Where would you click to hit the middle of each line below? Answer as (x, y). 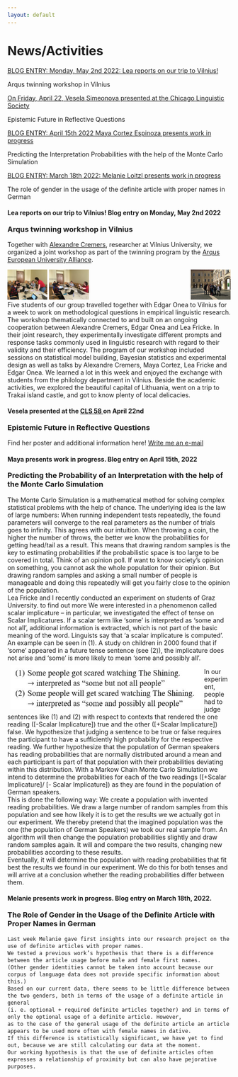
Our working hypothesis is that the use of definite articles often (110, 1053)
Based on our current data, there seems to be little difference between (119, 989)
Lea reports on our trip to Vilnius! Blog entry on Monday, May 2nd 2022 (114, 213)
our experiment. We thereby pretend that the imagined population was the (115, 822)
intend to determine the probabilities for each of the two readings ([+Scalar (117, 777)
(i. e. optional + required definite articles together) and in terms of (119, 1010)
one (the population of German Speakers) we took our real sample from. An (118, 829)
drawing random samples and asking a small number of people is (102, 575)
